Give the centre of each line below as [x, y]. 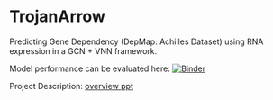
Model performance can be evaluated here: [90, 68]
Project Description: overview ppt [71, 86]
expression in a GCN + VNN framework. [83, 50]
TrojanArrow [58, 17]
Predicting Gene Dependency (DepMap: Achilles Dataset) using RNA [136, 41]
